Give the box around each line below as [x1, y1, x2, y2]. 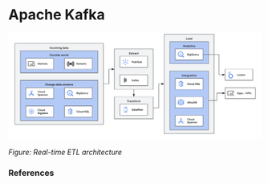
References [8, 167, 55, 178]
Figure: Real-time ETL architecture [8, 147, 123, 157]
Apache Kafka [8, 6, 106, 24]
